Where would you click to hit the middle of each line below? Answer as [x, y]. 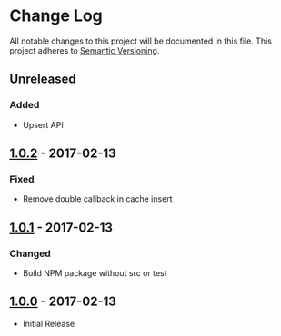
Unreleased [43, 79]
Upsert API [43, 124]
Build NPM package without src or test [95, 273]
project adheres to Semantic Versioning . [85, 50]
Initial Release [49, 323]
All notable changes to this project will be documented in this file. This [141, 41]
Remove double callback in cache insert [97, 199]
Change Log [56, 16]
